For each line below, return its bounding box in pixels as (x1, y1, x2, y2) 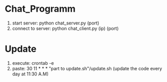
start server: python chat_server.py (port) (12, 20, 100, 26)
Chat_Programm (5, 3, 76, 15)
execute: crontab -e (12, 60, 54, 66)
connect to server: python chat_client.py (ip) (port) (12, 25, 119, 31)
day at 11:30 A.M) (12, 71, 49, 77)
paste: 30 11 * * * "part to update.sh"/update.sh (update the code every (12, 65, 162, 71)
